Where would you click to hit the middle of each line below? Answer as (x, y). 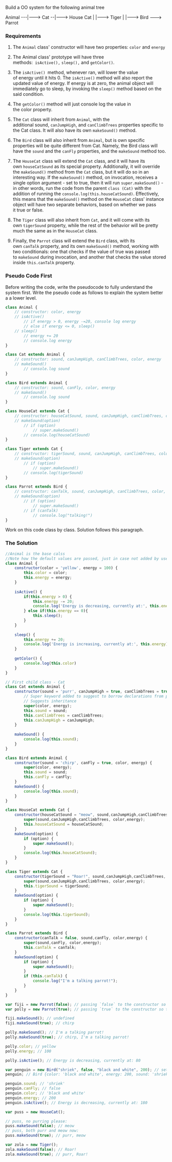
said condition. (28, 94)
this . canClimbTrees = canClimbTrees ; (64, 715)
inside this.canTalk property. (44, 263)
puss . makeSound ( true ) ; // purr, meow (46, 1136)
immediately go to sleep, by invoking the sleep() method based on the (87, 89)
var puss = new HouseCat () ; (35, 1112)
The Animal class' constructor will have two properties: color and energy (89, 47)
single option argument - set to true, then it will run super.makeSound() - (88, 183)
